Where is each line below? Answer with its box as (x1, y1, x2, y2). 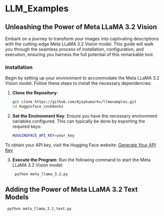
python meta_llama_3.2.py (14, 172, 68, 176)
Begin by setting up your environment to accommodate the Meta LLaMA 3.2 (5, 75, 160, 81)
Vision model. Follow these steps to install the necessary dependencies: (5, 80, 152, 86)
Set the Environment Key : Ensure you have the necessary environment (12, 113, 158, 119)
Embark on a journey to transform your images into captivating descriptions (5, 36, 159, 42)
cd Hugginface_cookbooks (12, 104, 64, 109)
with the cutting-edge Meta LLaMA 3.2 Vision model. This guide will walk (5, 41, 154, 47)
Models (5, 193, 29, 202)
